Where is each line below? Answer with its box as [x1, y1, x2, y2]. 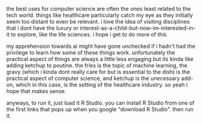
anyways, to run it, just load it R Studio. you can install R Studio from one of [6, 99, 195, 106]
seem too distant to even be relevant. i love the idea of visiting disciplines [6, 18, 190, 25]
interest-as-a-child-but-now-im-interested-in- [80, 24, 196, 31]
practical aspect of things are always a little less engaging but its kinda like [6, 56, 193, 62]
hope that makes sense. [6, 88, 66, 94]
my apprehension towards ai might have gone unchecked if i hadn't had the [6, 42, 196, 50]
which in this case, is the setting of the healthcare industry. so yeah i [15, 81, 188, 88]
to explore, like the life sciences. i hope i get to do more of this [10, 31, 167, 38]
